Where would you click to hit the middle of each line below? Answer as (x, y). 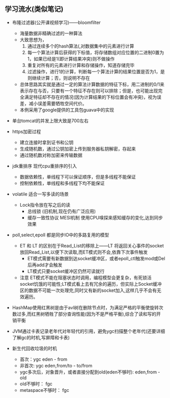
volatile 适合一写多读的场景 (40, 194)
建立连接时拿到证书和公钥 (47, 142)
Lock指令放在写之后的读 (45, 205)
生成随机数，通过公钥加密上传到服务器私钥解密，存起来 (78, 148)
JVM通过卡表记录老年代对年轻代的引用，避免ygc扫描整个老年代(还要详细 (89, 331)
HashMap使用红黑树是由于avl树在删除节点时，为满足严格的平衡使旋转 (85, 307)
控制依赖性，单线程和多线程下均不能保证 (62, 183)
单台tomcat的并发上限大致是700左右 (50, 120)
